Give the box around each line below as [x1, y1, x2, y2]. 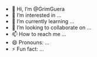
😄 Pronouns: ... [11, 39, 50, 46]
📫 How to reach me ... [11, 31, 66, 37]
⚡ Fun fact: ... [11, 45, 44, 52]
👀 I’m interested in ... [11, 12, 62, 19]
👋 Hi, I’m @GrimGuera [11, 6, 65, 12]
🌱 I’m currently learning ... [11, 18, 75, 24]
